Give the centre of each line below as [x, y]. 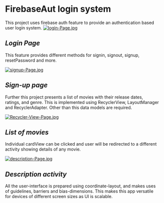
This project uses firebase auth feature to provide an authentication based [80, 23]
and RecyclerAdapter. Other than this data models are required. [69, 107]
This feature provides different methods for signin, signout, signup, [72, 55]
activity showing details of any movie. [43, 149]
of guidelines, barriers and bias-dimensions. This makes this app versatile [79, 191]
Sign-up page [26, 85]
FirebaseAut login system [58, 9]
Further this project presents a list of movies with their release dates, [74, 97]
